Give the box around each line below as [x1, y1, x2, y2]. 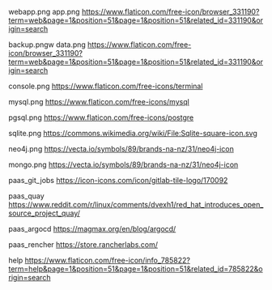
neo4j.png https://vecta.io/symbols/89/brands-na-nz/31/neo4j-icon [8, 144, 235, 153]
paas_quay [8, 191, 45, 201]
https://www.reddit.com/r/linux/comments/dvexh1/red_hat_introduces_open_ [8, 200, 264, 209]
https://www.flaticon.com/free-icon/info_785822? [24, 255, 190, 265]
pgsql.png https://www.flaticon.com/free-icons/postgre [8, 113, 194, 122]
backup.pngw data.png [8, 40, 87, 49]
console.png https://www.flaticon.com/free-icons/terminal [8, 81, 203, 91]
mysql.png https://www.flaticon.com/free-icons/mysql [8, 97, 190, 106]
